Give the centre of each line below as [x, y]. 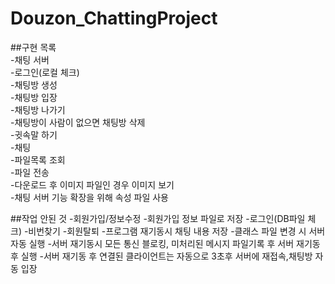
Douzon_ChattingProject [114, 18]
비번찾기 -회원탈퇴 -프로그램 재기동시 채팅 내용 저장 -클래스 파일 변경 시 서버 [177, 231]
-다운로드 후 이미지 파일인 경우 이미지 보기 [92, 184]
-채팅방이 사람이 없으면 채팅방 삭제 [78, 122]
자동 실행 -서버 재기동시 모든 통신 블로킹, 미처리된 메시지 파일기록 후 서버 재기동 [165, 243]
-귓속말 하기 [34, 134]
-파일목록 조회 [38, 159]
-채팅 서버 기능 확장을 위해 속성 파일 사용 [89, 197]
